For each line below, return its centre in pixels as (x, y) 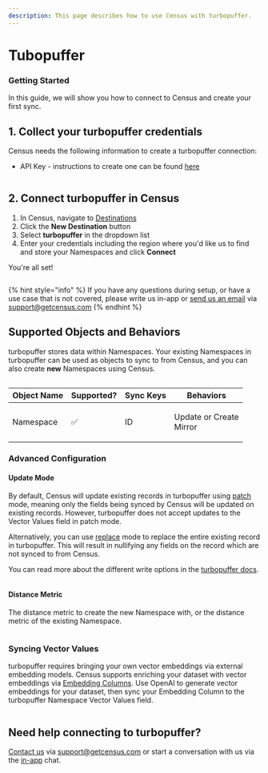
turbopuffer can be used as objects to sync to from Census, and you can (128, 360)
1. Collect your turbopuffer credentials (105, 132)
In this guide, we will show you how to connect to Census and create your (130, 98)
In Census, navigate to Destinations (78, 218)
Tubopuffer (47, 55)
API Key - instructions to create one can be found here (110, 166)
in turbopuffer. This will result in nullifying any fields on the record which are (134, 545)
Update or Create (206, 417)
